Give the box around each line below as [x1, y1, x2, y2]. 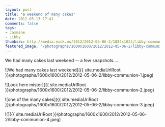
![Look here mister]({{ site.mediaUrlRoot [5, 82, 86, 88]
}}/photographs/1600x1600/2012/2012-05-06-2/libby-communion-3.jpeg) [5, 101, 155, 107]
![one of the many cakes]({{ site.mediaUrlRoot [5, 96, 98, 102]
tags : [5, 26, 16, 31]
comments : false [5, 21, 38, 26]
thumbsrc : [5, 39, 26, 44]
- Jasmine [5, 30, 26, 35]
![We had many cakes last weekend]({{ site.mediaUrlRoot [5, 67, 121, 73]
